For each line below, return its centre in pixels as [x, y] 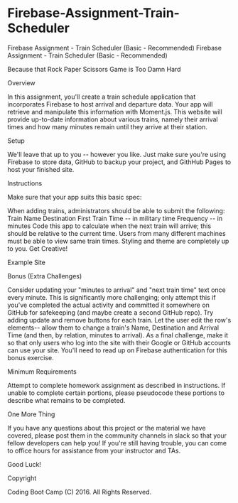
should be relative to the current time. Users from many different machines [117, 233]
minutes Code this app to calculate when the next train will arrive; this [109, 226]
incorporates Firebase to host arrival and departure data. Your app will [110, 104]
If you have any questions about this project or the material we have [107, 428]
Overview [21, 82]
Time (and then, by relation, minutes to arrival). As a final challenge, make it [118, 335]
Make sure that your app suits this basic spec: [75, 197]
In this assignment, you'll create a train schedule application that [102, 97]
